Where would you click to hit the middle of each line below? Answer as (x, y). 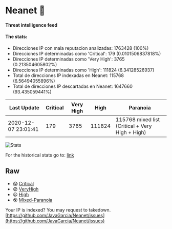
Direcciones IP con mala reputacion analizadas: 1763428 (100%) (81, 48)
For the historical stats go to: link (40, 155)
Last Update (25, 107)
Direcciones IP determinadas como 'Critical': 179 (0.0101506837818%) (87, 53)
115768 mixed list (138, 119)
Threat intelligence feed (31, 25)
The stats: (16, 37)
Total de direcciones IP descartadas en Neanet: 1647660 (73, 86)
